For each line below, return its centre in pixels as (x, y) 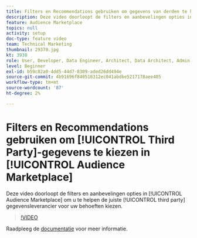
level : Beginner (26, 66)
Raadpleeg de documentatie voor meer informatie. (67, 229)
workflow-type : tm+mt (33, 83)
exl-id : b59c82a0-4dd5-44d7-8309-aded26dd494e (64, 72)
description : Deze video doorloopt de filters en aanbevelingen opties (95, 17)
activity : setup (26, 33)
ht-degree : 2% (23, 93)
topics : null (22, 28)
